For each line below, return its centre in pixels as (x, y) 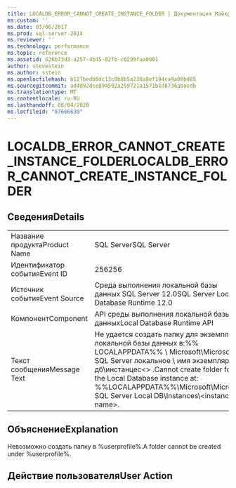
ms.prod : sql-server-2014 (45, 33)
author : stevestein (36, 66)
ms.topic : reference (38, 53)
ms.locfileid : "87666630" (45, 112)
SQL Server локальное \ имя (143, 360)
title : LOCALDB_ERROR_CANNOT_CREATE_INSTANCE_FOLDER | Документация (110, 14)
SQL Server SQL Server (132, 244)
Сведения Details (46, 217)
